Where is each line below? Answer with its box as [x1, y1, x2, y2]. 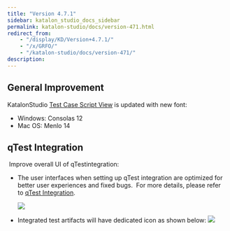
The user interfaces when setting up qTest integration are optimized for [17, 174, 223, 182]
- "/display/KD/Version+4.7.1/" [20, 36, 114, 43]
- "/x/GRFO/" [20, 43, 58, 50]
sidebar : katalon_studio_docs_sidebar [7, 17, 120, 24]
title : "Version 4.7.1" [7, 10, 77, 17]
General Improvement [7, 82, 104, 94]
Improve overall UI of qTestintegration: [8, 160, 120, 169]
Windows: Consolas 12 [17, 113, 83, 122]
